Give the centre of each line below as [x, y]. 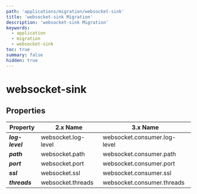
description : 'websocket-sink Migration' [57, 22]
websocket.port [62, 163]
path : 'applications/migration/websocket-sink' [65, 11]
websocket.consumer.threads [143, 182]
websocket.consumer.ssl [137, 173]
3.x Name [145, 127]
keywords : [18, 28]
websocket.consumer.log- [139, 137]
